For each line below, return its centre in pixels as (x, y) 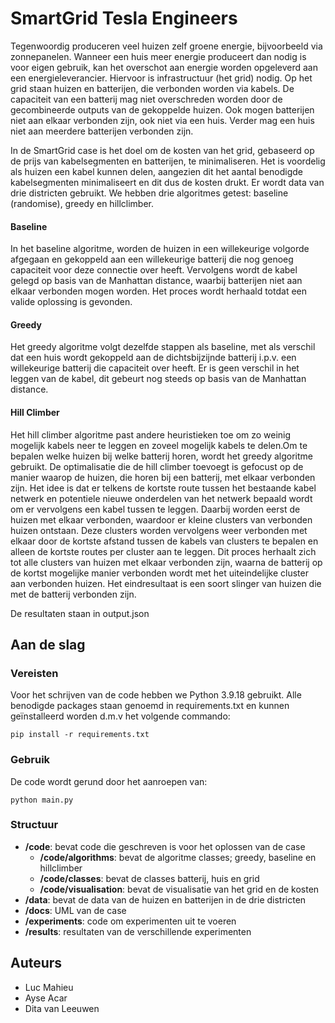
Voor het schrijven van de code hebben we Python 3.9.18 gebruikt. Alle (156, 695)
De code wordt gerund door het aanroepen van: (109, 781)
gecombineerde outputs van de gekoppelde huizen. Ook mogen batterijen (162, 109)
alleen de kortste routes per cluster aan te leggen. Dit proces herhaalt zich (163, 551)
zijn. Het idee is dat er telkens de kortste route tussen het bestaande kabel (163, 488)
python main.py (42, 800)
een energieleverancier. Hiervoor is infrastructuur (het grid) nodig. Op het (161, 78)
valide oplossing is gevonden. (71, 302)
